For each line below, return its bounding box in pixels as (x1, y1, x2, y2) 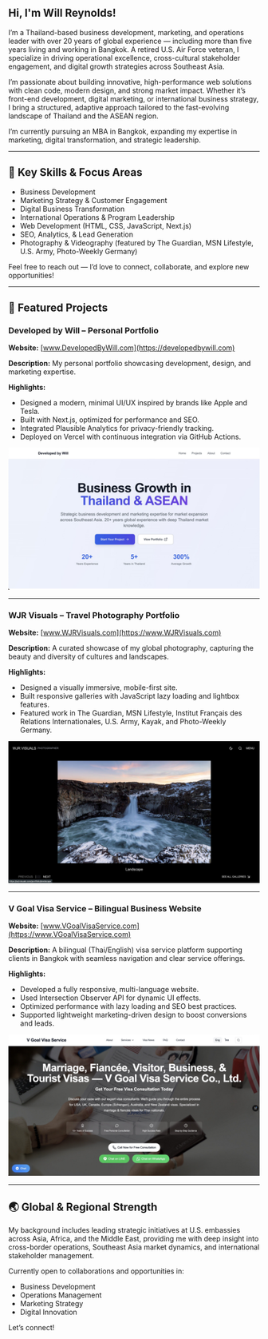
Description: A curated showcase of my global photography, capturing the (8, 644, 254, 653)
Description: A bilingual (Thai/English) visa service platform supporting (8, 945, 243, 954)
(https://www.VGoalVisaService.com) (8, 929, 132, 938)
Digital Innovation (19, 1307, 77, 1317)
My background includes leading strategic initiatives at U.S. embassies (8, 1225, 241, 1235)
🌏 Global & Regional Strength (8, 1200, 158, 1213)
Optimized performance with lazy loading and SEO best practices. (19, 1001, 237, 1010)
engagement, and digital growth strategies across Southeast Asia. (8, 62, 225, 71)
